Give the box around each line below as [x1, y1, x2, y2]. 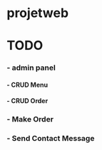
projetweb [6, 5, 69, 21]
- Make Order [6, 114, 54, 124]
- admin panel [6, 63, 56, 73]
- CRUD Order [6, 97, 49, 105]
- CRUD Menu [6, 80, 48, 89]
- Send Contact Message [6, 134, 95, 144]
